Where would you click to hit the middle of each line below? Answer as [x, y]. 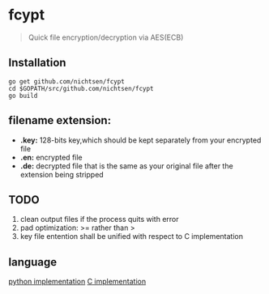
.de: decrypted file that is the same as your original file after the [126, 166]
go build [23, 96]
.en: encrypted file [51, 157]
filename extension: [60, 120]
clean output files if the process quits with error [99, 219]
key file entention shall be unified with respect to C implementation [131, 236]
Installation [37, 63]
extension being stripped [62, 174]
